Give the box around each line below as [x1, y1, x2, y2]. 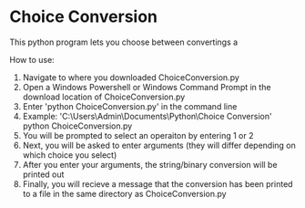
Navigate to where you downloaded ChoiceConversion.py [22, 71, 239, 83]
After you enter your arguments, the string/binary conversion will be [22, 159, 278, 170]
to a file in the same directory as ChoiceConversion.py [22, 188, 227, 199]
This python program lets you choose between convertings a [9, 36, 239, 47]
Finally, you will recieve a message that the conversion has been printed [22, 178, 293, 189]
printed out [22, 169, 65, 180]
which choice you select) [22, 149, 117, 161]
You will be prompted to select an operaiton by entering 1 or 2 [22, 130, 254, 140]
